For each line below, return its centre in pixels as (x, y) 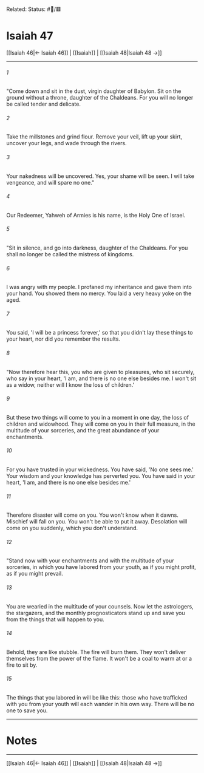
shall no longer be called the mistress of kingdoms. (70, 254)
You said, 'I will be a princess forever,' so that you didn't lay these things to (100, 333)
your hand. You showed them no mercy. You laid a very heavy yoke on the (99, 293)
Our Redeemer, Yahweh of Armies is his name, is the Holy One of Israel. (96, 215)
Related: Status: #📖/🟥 (34, 9)
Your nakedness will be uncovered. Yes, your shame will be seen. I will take (100, 176)
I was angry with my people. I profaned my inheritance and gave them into (99, 287)
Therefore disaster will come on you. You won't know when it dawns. (93, 515)
